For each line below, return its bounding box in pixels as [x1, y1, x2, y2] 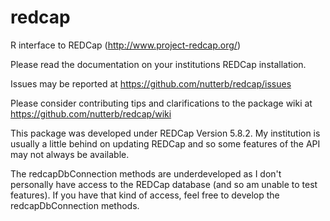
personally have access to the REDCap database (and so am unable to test [10, 178, 318, 190]
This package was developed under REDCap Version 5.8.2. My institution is [10, 127, 321, 139]
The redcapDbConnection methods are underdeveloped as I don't [10, 167, 282, 180]
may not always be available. [10, 148, 130, 160]
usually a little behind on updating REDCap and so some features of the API [10, 137, 321, 150]
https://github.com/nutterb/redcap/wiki [10, 107, 172, 120]
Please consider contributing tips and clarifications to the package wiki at [10, 97, 313, 109]
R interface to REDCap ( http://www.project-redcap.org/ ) [10, 39, 241, 51]
